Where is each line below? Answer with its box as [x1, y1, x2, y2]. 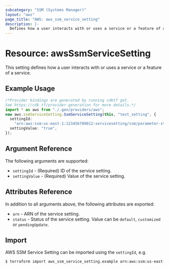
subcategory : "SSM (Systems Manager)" [5, 7, 87, 13]
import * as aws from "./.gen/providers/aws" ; [5, 107, 105, 112]
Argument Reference [5, 145, 72, 153]
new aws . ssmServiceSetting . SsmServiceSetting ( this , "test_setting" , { [5, 112, 156, 117]
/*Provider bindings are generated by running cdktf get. [5, 98, 129, 103]
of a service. [5, 70, 31, 76]
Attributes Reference [5, 187, 72, 196]
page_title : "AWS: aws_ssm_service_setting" [5, 17, 100, 22]
